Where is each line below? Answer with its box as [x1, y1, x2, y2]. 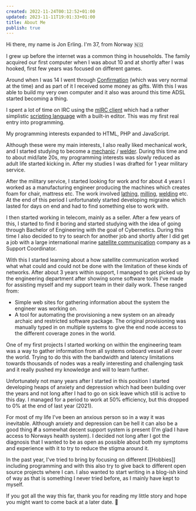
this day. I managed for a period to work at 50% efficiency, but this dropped [6, 396, 189, 403]
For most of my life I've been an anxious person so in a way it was [6, 414, 165, 421]
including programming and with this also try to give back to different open [6, 462, 186, 469]
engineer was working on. [14, 305, 78, 312]
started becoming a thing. [6, 95, 68, 102]
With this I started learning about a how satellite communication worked [6, 256, 179, 263]
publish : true [6, 25, 41, 31]
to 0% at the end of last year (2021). [6, 402, 94, 410]
